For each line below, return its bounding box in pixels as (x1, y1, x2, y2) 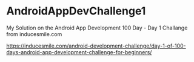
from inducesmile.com (6, 30, 62, 37)
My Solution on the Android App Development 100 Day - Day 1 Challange (6, 24, 188, 31)
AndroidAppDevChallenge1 (6, 4, 146, 18)
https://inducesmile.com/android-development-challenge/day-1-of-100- (6, 42, 186, 49)
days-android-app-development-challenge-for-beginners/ (6, 48, 152, 55)
